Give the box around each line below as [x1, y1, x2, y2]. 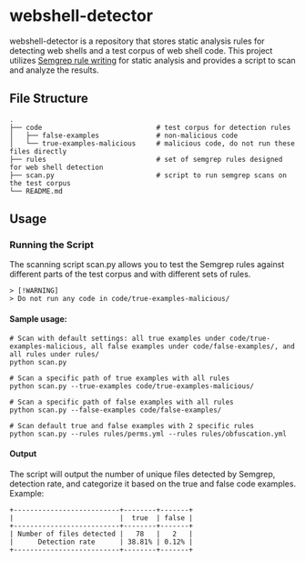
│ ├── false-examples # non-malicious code [9, 131, 239, 140]
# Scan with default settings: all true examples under [9, 334, 226, 343]
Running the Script [9, 238, 94, 251]
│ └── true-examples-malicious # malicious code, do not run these [9, 138, 296, 148]
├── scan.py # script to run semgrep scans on [9, 170, 287, 180]
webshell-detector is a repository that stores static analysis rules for [9, 35, 266, 46]
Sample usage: [9, 314, 67, 325]
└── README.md [9, 186, 64, 195]
